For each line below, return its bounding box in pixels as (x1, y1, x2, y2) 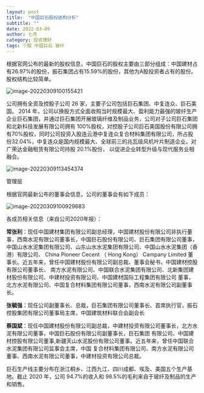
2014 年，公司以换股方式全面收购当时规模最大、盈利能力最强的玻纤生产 (18, 107, 197, 115)
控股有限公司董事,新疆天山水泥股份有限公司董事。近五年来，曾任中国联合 (11, 337, 194, 344)
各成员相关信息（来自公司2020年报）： (6, 215, 102, 222)
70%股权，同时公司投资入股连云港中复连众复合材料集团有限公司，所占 (11, 130, 188, 137)
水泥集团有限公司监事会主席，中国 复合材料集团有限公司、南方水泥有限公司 (6, 344, 194, 352)
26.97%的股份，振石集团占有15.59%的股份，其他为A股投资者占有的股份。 (11, 67, 197, 75)
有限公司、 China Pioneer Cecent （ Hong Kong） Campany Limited (16, 250, 187, 258)
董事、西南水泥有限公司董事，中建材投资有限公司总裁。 (6, 352, 144, 360)
